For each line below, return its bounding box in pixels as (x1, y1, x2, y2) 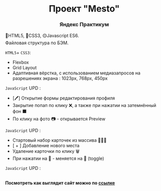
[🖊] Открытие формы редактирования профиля (12, 95, 115, 101)
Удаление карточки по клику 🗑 (12, 148, 80, 154)
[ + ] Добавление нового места (12, 143, 80, 149)
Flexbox (12, 59, 29, 65)
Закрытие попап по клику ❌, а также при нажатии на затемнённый (12, 103, 156, 109)
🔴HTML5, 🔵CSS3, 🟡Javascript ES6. (5, 33, 79, 39)
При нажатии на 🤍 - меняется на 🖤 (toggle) (12, 155, 104, 161)
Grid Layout (12, 65, 37, 71)
